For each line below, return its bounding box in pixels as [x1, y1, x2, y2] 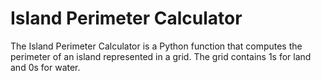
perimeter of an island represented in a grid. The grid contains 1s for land [10, 50, 312, 62]
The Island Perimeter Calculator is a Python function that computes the [10, 40, 303, 52]
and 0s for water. [10, 61, 81, 73]
